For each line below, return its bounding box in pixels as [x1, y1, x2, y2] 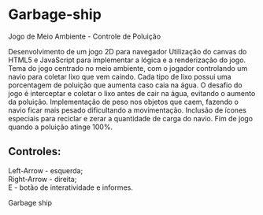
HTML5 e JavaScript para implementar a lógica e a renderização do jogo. [8, 55, 246, 65]
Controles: [8, 145, 61, 158]
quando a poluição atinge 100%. [8, 122, 113, 132]
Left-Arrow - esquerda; [8, 165, 83, 175]
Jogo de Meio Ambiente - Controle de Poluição [8, 32, 161, 41]
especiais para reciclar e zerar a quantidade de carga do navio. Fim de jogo [8, 113, 254, 123]
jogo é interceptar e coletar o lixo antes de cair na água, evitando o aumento [8, 88, 256, 98]
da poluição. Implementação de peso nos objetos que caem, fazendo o [8, 97, 239, 106]
